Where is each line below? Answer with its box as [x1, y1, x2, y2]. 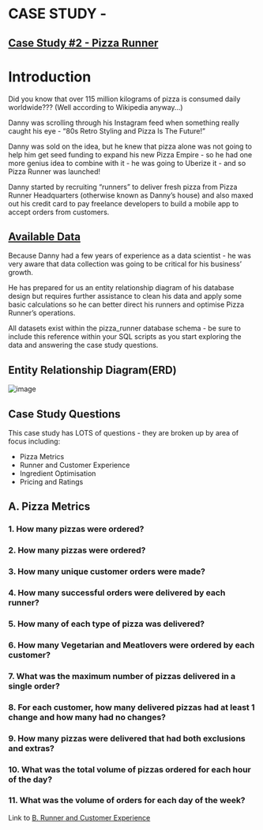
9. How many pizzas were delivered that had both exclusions [8, 733, 246, 744]
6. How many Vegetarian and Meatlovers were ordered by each [8, 639, 255, 651]
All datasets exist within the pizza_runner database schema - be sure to [8, 323, 241, 333]
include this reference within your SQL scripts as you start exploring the [8, 332, 242, 341]
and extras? [8, 742, 55, 753]
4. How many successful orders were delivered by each [8, 587, 226, 598]
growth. [8, 268, 34, 277]
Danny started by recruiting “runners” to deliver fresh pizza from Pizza [8, 182, 238, 191]
